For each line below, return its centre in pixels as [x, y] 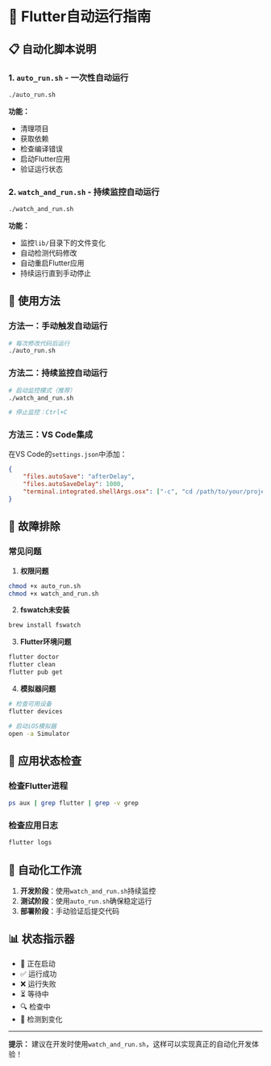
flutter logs [30, 843]
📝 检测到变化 [41, 1019]
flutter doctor [34, 657]
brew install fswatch [45, 625]
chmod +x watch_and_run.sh [54, 594]
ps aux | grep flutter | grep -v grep [73, 803]
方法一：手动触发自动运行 [58, 326]
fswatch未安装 [45, 610]
